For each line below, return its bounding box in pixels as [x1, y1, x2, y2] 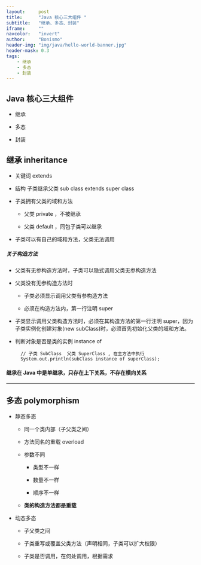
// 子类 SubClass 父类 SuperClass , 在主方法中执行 [20, 350, 145, 356]
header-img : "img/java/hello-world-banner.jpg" [6, 42, 127, 48]
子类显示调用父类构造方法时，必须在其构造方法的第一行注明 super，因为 [14, 317, 193, 325]
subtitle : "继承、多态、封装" [6, 20, 80, 26]
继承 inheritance [6, 155, 68, 165]
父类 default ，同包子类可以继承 [23, 222, 102, 230]
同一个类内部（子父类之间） [23, 425, 93, 432]
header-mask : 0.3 [6, 48, 50, 54]
